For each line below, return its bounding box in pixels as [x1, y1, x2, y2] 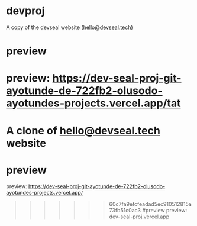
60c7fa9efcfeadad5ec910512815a [109, 201, 192, 208]
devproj [6, 4, 45, 18]
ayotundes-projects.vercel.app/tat [6, 96, 181, 110]
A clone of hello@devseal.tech [6, 124, 161, 137]
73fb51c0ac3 [109, 207, 141, 214]
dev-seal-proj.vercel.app [109, 213, 170, 220]
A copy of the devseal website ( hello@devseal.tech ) [6, 24, 133, 31]
